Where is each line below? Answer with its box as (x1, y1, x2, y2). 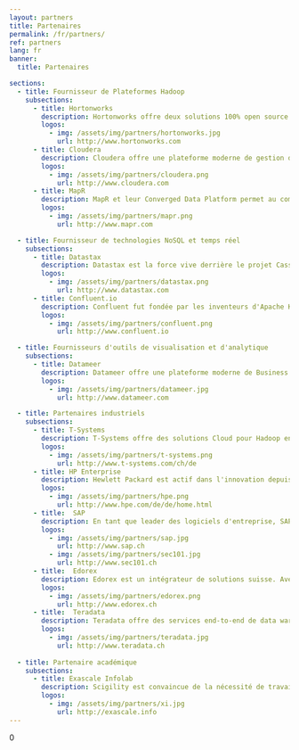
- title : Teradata (32, 608, 105, 617)
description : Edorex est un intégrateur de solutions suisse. (41, 574, 277, 584)
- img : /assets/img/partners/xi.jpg (48, 699, 185, 708)
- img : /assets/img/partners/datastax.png (48, 277, 209, 286)
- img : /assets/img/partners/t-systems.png (48, 450, 214, 459)
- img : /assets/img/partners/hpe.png (48, 492, 190, 501)
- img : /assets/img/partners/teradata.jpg (48, 633, 209, 642)
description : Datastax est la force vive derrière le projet (41, 260, 273, 270)
